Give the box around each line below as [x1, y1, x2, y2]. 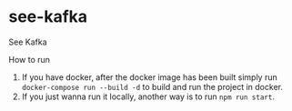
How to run [8, 54, 51, 65]
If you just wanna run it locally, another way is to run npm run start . [21, 91, 275, 102]
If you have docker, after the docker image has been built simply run [21, 71, 278, 83]
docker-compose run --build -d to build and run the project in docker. [21, 81, 284, 92]
